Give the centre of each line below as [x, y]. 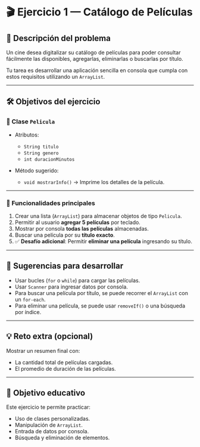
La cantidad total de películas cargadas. [64, 362]
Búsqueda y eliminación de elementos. [62, 438]
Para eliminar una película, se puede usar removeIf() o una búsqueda [100, 306]
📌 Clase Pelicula [31, 122]
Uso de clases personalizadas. [52, 419]
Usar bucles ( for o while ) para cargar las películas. [77, 280]
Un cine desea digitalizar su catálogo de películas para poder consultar [93, 52]
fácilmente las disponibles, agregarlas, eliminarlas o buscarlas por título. [95, 59]
